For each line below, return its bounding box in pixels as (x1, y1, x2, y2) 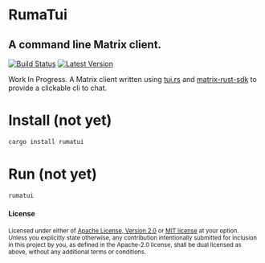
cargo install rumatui (8, 138, 84, 146)
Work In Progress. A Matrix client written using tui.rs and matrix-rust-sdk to (8, 75, 257, 84)
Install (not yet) (8, 111, 112, 129)
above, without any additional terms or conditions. (8, 248, 147, 256)
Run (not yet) (8, 165, 98, 183)
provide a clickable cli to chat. (8, 83, 108, 92)
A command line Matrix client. (8, 38, 162, 51)
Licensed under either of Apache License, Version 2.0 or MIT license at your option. (8, 227, 239, 235)
